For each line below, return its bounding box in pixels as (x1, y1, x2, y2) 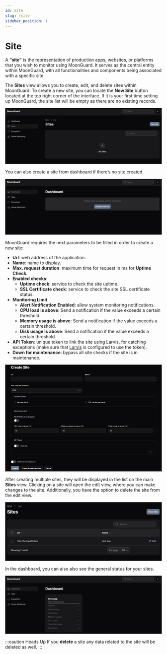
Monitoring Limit (12, 296, 48, 302)
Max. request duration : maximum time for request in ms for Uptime (12, 265, 152, 271)
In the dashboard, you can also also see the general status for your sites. (5, 566, 154, 572)
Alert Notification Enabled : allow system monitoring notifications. (19, 302, 155, 308)
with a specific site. (5, 73, 45, 79)
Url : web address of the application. (12, 254, 86, 260)
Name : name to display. (12, 260, 61, 266)
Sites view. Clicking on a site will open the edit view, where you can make (5, 482, 156, 488)
